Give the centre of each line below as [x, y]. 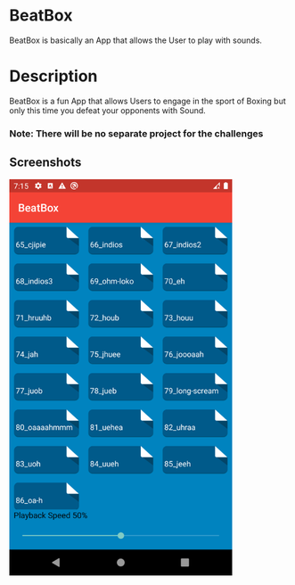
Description [53, 76]
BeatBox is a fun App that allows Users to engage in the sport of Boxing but [148, 101]
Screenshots [45, 163]
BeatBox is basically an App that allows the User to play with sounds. [136, 40]
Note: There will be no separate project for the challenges [136, 133]
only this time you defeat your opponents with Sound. [108, 110]
